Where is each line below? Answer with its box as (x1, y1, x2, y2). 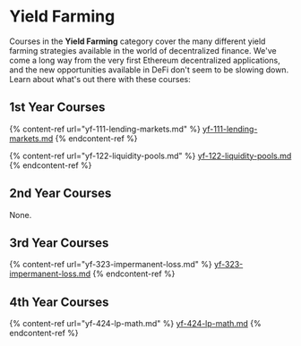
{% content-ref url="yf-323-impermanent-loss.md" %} (9, 259, 212, 270)
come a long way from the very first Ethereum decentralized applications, (9, 55, 280, 65)
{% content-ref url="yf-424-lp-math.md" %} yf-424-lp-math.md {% (9, 318, 262, 329)
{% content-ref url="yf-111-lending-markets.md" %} (9, 123, 202, 134)
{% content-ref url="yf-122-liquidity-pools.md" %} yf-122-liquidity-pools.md (9, 150, 292, 161)
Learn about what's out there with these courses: (9, 73, 191, 84)
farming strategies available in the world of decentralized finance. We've (9, 45, 277, 55)
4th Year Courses (9, 294, 109, 309)
